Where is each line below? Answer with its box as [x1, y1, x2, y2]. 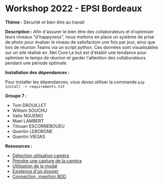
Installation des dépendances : [5, 69, 70, 75]
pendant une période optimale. [5, 60, 68, 66]
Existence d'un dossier [12, 168, 59, 174]
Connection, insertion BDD [12, 173, 66, 179]
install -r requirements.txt [5, 84, 65, 89]
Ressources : [5, 143, 33, 149]
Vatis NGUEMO [12, 112, 43, 118]
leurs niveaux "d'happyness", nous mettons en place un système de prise [5, 34, 154, 40]
